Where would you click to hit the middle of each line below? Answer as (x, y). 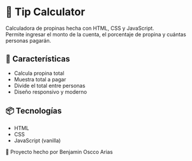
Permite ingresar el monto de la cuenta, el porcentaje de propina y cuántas (96, 34)
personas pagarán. (28, 40)
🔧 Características (38, 59)
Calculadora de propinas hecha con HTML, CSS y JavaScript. (80, 28)
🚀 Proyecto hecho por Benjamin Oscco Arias (59, 152)
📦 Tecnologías (34, 111)
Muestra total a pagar (40, 79)
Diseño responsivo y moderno (50, 92)
